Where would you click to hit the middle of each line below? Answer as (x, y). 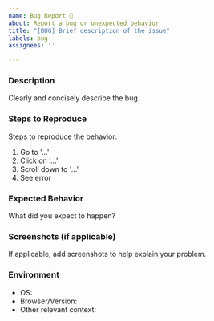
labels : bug (28, 38)
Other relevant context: (58, 309)
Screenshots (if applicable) (62, 236)
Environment (34, 275)
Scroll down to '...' (49, 169)
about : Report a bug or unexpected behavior (84, 23)
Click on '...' (39, 160)
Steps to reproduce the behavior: (63, 136)
